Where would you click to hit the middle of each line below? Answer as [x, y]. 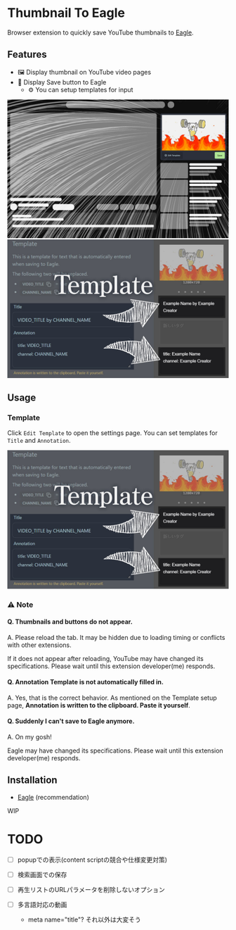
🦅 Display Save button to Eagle [62, 82]
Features [27, 55]
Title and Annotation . [39, 441]
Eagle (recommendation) [53, 797]
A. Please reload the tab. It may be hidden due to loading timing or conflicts [116, 637]
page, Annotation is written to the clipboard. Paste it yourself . [99, 705]
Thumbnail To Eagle [66, 13]
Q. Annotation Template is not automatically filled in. [85, 682]
